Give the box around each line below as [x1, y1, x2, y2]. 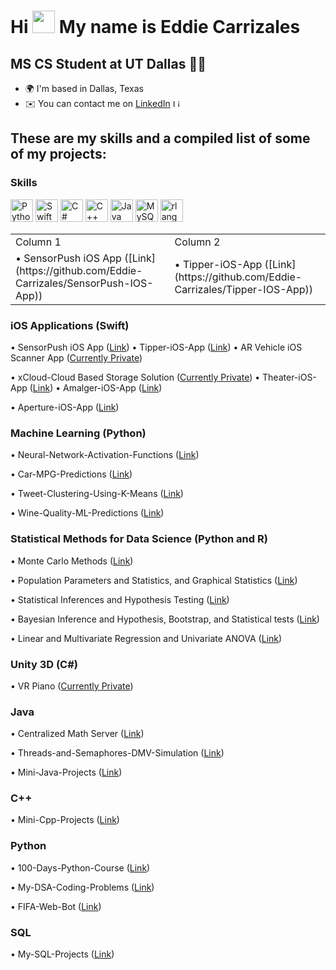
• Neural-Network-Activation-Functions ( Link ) [10, 449, 200, 461]
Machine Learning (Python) [10, 426, 147, 440]
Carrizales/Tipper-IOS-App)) [174, 282, 314, 296]
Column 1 [15, 235, 62, 249]
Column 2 [174, 235, 221, 249]
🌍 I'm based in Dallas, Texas [24, 83, 144, 94]
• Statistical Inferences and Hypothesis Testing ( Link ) [10, 593, 230, 605]
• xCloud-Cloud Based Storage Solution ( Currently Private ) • [10, 371, 261, 383]
